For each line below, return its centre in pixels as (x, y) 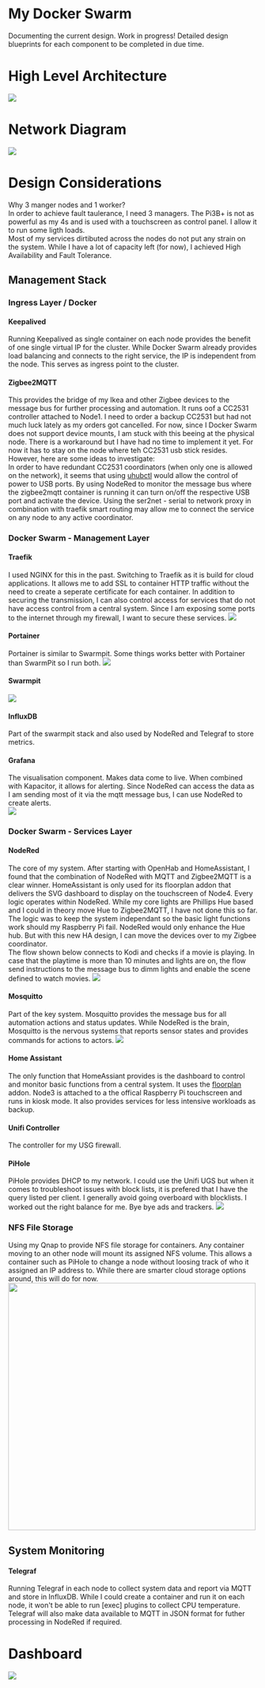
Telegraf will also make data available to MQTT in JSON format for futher (127, 1614)
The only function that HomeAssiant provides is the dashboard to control (127, 1075)
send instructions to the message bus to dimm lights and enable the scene (129, 969)
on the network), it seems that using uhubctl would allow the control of (123, 476)
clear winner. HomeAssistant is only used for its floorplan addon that (120, 885)
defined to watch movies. (49, 978)
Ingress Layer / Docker (53, 303)
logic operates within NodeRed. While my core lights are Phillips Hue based (131, 901)
